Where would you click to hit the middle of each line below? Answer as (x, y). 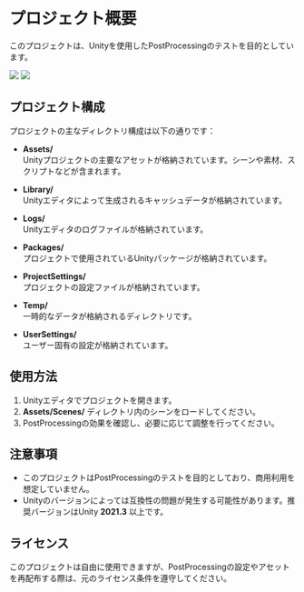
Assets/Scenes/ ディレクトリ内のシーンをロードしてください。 (141, 411)
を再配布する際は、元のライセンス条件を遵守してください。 (120, 578)
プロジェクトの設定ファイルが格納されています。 (113, 286)
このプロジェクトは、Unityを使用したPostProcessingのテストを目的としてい (152, 45)
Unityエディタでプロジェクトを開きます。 (99, 400)
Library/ (38, 189)
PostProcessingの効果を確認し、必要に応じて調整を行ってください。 (151, 423)
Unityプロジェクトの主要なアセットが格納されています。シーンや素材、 (155, 159)
